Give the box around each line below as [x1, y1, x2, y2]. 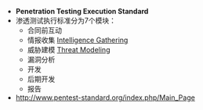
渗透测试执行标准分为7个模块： [15, 16, 116, 25]
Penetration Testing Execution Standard [15, 7, 149, 16]
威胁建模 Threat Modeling [27, 45, 111, 54]
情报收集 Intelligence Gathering [27, 35, 129, 44]
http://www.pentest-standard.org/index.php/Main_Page [15, 93, 196, 102]
